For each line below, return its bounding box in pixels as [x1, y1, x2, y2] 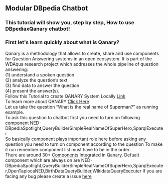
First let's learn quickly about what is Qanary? [5, 39, 120, 46]
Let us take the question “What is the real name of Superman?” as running [5, 104, 158, 110]
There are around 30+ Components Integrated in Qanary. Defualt [5, 152, 139, 158]
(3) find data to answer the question [5, 82, 79, 88]
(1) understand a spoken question [5, 71, 75, 77]
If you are [142, 168, 162, 174]
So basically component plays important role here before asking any [5, 136, 146, 142]
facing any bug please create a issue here [5, 173, 92, 179]
